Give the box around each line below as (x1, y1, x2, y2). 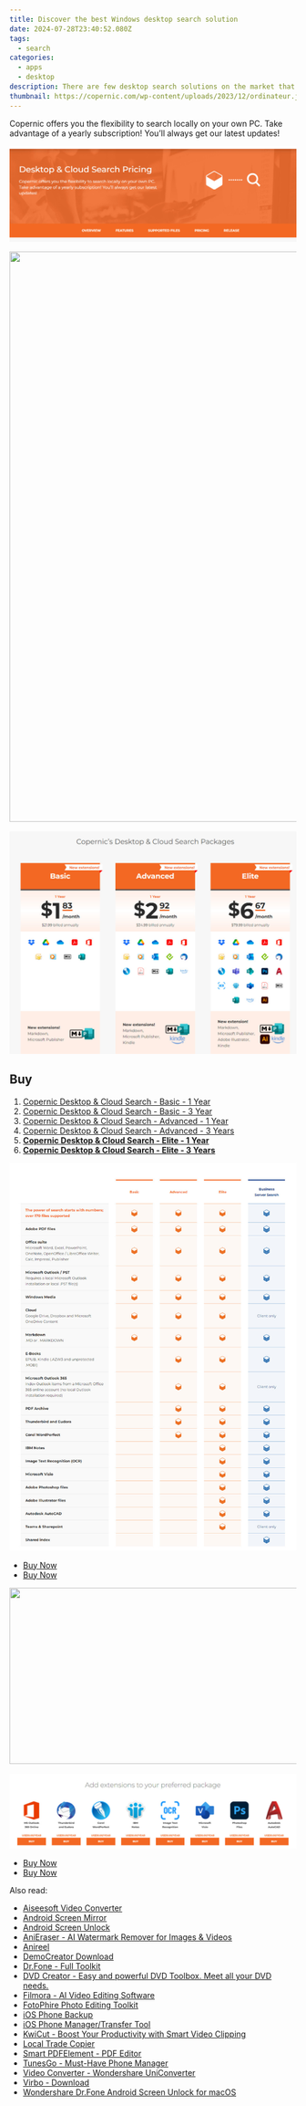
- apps (17, 63, 43, 72)
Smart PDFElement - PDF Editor (22, 2049, 142, 2059)
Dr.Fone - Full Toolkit (22, 1961, 101, 1972)
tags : (9, 34, 30, 43)
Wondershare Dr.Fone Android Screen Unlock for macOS (22, 2087, 237, 2098)
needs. (22, 1980, 49, 1991)
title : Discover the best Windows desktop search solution (9, 15, 239, 24)
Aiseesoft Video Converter (22, 1903, 123, 1913)
